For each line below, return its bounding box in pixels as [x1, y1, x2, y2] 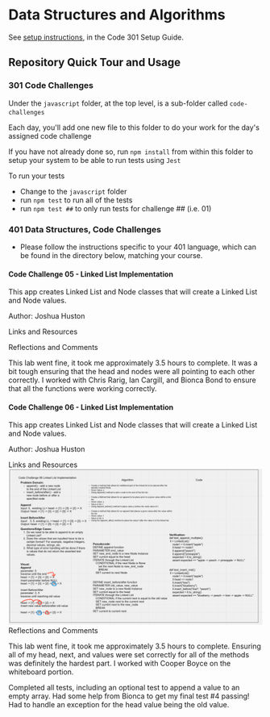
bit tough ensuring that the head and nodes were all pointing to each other [8, 367, 255, 377]
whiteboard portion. [8, 667, 74, 677]
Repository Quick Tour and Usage [8, 56, 181, 69]
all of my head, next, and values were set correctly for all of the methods [8, 650, 250, 660]
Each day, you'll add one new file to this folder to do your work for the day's [8, 123, 260, 132]
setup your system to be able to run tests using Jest [8, 155, 181, 165]
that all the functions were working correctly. [8, 384, 157, 394]
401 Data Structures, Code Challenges [8, 223, 162, 235]
